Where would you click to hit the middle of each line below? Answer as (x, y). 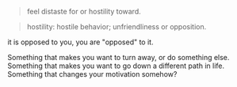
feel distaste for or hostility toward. (84, 11)
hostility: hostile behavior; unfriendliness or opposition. (117, 26)
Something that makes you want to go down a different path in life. (116, 66)
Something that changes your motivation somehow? (92, 74)
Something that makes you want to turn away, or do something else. (118, 57)
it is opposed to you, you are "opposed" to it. (80, 42)
